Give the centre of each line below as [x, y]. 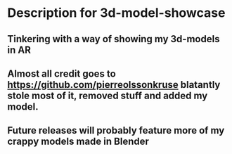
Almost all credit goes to [62, 73]
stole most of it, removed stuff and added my [108, 95]
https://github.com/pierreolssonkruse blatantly [114, 85]
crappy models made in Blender [78, 142]
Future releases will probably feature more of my [116, 130]
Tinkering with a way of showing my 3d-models [114, 39]
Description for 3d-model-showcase [116, 13]
